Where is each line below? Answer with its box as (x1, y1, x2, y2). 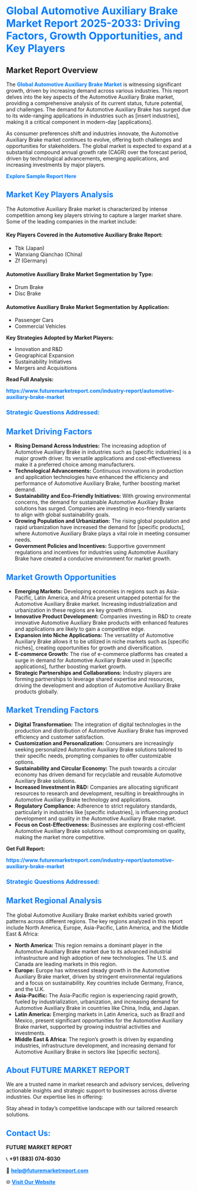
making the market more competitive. (14, 834, 106, 841)
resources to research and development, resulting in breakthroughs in (14, 789, 184, 797)
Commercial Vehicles (14, 323, 66, 330)
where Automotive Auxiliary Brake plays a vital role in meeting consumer (14, 530, 191, 537)
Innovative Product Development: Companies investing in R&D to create (14, 612, 192, 620)
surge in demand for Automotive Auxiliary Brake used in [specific (14, 657, 172, 664)
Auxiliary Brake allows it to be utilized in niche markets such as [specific (14, 638, 189, 645)
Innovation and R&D (14, 346, 63, 353)
